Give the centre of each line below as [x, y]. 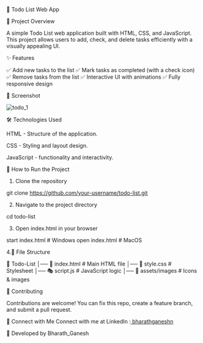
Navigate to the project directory [56, 205]
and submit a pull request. [39, 309]
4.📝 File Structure [28, 252]
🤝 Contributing [25, 291]
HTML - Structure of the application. [52, 134]
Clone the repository [41, 181]
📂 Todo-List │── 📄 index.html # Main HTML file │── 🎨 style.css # [89, 264]
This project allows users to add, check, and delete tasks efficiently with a [99, 39]
